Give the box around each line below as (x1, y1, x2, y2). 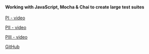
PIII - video (5, 34, 27, 40)
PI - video (5, 15, 25, 21)
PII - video (5, 25, 26, 31)
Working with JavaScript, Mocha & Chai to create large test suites (5, 4, 144, 10)
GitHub (5, 44, 20, 50)
